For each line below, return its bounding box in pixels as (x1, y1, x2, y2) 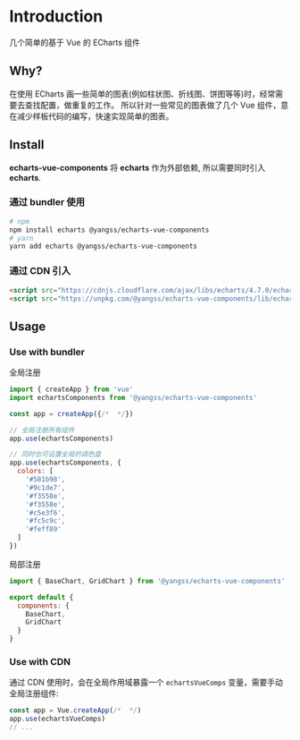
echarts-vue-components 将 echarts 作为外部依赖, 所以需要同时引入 (9, 162, 266, 173)
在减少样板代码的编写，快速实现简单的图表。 (9, 110, 174, 122)
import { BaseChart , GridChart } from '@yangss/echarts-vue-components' (9, 576, 286, 585)
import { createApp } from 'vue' (9, 385, 134, 395)
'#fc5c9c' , (25, 516, 66, 525)
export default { (9, 592, 74, 601)
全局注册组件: (9, 688, 60, 699)
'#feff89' (25, 525, 62, 534)
